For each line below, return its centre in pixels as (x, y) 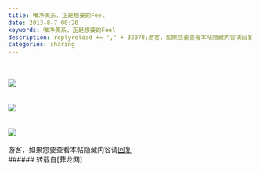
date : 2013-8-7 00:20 (43, 23)
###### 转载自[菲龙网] (45, 160)
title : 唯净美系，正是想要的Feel (57, 15)
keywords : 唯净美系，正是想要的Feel (62, 30)
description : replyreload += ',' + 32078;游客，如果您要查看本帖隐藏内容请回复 (131, 37)
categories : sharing (42, 45)
